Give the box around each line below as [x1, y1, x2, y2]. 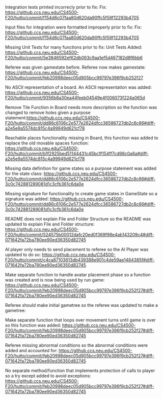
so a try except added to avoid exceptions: [5, 373, 91, 379]
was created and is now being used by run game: [5, 277, 105, 283]
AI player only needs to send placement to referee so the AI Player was [5, 247, 149, 252]
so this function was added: [5, 323, 61, 328]
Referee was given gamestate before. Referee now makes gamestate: [5, 64, 146, 70]
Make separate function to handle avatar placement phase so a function [5, 272, 151, 278]
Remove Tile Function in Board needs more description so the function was [5, 105, 157, 110]
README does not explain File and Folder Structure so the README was [5, 216, 151, 221]
